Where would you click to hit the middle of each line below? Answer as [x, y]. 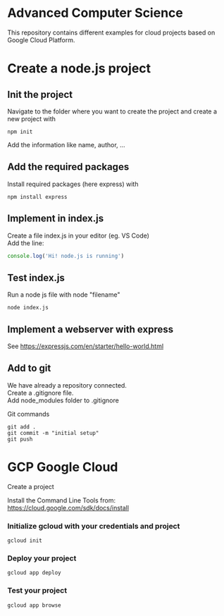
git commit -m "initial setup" [53, 433]
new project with [32, 118]
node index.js [28, 308]
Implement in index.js [56, 219]
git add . [22, 427]
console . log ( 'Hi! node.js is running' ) [66, 256]
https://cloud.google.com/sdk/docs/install [68, 507]
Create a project [31, 486]
